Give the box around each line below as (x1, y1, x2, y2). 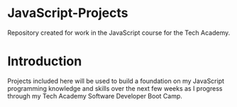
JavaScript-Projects (7, 5, 128, 21)
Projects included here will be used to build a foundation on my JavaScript (7, 77, 225, 85)
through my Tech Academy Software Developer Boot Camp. (7, 91, 183, 100)
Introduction (7, 53, 82, 69)
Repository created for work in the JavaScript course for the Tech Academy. (7, 28, 231, 37)
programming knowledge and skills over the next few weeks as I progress (7, 84, 223, 93)
